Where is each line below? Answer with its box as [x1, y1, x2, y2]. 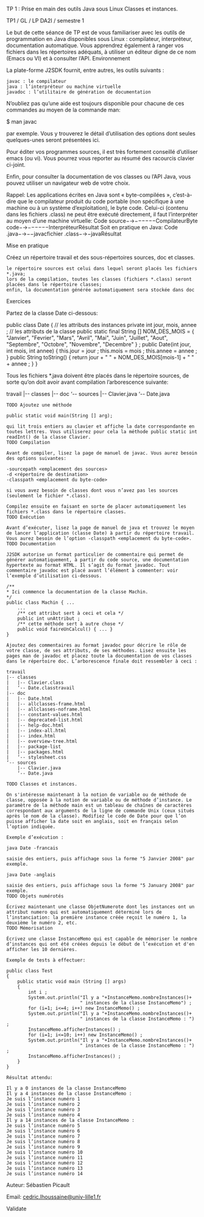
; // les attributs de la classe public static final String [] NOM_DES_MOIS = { [6, 328, 195, 335]
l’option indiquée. [6, 824, 56, 830]
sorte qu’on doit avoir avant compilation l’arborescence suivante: [6, 378, 169, 386]
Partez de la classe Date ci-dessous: [6, 309, 99, 317]
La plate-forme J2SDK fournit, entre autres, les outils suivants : [6, 66, 164, 74]
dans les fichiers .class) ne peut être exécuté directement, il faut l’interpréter [6, 210, 198, 218]
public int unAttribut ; [17, 616, 80, 622]
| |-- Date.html [6, 695, 53, 702]
